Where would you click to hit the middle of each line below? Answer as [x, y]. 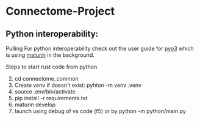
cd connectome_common [46, 79]
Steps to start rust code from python [52, 67]
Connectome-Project [60, 11]
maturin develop [35, 105]
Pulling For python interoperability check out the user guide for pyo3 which [100, 48]
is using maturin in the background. [50, 55]
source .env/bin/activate [45, 92]
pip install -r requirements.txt [51, 98]
